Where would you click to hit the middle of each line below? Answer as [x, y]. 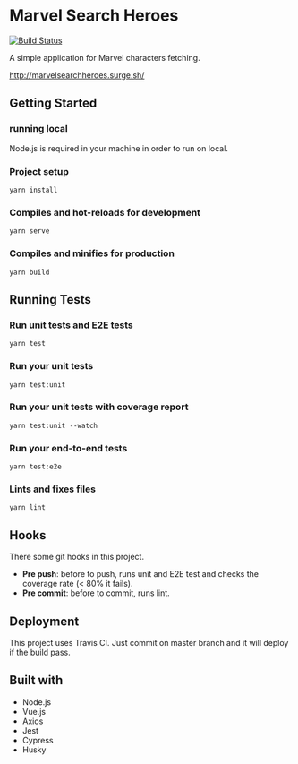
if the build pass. [40, 652]
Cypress [38, 740]
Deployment [44, 621]
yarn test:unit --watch [54, 425]
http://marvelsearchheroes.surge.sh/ [77, 75]
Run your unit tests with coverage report [99, 407]
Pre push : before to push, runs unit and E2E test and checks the [140, 574]
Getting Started [53, 103]
